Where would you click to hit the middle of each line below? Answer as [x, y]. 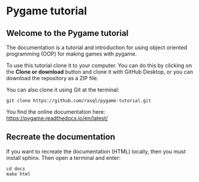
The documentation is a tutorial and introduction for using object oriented [97, 47]
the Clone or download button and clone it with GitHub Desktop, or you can [100, 72]
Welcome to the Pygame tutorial [67, 33]
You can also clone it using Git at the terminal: [63, 90]
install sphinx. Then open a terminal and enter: [64, 157]
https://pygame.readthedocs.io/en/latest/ [57, 118]
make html [19, 174]
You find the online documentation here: [56, 112]
